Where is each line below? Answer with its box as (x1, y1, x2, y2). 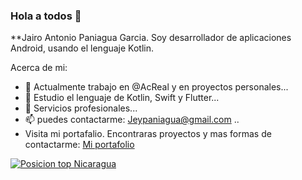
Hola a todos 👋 (10, 9, 82, 23)
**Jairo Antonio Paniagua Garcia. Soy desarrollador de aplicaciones (10, 32, 292, 44)
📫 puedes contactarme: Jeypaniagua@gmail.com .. (24, 114, 240, 126)
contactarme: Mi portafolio (24, 139, 135, 151)
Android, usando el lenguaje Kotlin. (10, 42, 155, 54)
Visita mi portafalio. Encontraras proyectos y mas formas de (24, 128, 272, 140)
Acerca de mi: (10, 62, 68, 74)
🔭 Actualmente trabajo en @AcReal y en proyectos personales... (24, 81, 289, 93)
